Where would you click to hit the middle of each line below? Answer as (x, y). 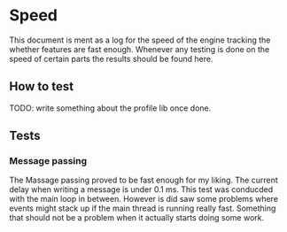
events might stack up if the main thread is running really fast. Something (143, 208)
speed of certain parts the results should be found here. (111, 58)
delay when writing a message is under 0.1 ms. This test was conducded (141, 189)
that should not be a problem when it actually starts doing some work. (136, 218)
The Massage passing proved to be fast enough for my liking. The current (144, 180)
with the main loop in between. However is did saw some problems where (144, 199)
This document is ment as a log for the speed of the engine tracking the (140, 40)
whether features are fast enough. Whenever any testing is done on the (140, 49)
